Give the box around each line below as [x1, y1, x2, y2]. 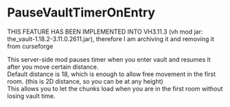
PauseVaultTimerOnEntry [7, 5, 156, 21]
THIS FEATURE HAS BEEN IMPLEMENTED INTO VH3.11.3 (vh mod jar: [7, 27, 203, 36]
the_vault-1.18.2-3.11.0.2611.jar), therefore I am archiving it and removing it [7, 34, 215, 43]
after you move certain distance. [7, 62, 99, 71]
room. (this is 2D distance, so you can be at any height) [7, 77, 163, 85]
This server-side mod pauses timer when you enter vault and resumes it [7, 55, 211, 63]
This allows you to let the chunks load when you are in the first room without [7, 84, 223, 93]
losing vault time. [7, 91, 56, 100]
